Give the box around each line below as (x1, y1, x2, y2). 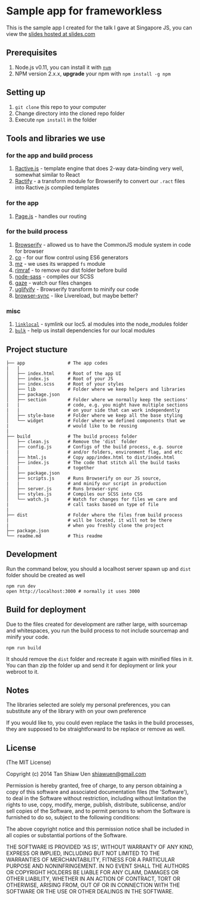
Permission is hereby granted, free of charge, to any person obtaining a (6, 782, 182, 789)
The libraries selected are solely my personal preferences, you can (6, 701, 171, 708)
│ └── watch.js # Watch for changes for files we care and (6, 496, 178, 502)
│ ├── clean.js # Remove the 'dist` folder (6, 438, 137, 444)
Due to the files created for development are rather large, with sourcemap (6, 620, 188, 628)
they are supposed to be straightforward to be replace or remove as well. (6, 726, 186, 733)
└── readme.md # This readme (6, 533, 103, 539)
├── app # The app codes (6, 360, 109, 366)
